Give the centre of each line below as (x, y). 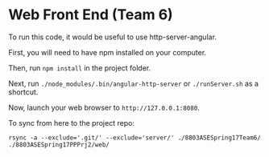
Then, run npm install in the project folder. (80, 68)
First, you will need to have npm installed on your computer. (108, 52)
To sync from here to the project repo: (72, 123)
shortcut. (23, 92)
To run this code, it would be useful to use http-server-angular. (113, 37)
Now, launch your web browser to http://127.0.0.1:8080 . (104, 107)
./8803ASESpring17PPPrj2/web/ (59, 145)
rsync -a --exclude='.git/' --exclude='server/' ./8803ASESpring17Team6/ (135, 138)
